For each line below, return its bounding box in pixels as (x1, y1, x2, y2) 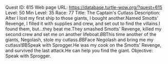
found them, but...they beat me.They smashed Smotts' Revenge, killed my (5, 26, 162, 32)
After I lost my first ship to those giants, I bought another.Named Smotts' (5, 15, 159, 21)
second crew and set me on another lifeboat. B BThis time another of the (5, 31, 157, 37)
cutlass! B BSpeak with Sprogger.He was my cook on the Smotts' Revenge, (5, 42, 162, 48)
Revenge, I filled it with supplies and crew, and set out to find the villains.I (5, 20, 160, 26)
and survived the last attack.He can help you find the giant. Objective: (5, 48, 153, 53)
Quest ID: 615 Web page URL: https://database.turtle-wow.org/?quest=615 (5, 5, 163, 10)
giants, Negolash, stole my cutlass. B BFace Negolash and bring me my (5, 37, 154, 43)
